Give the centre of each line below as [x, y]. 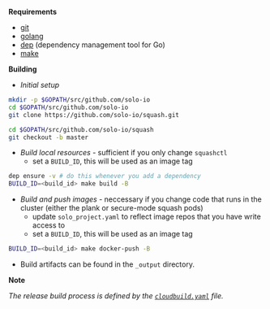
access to [49, 225]
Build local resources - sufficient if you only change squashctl [124, 153]
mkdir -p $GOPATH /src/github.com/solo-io [79, 100]
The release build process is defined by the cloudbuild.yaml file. [116, 296]
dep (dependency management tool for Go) [93, 45]
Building [23, 69]
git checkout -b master [49, 137]
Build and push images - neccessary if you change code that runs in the [141, 199]
